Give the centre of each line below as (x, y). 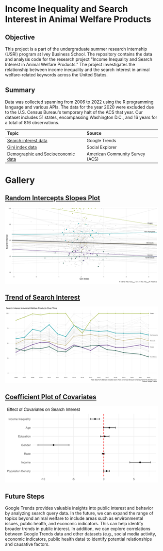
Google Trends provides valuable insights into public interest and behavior (79, 508)
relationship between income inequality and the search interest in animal (77, 70)
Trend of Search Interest (42, 297)
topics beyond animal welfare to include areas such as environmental (74, 518)
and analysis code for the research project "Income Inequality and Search (79, 59)
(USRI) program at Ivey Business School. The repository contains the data (79, 54)
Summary (20, 90)
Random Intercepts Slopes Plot (53, 198)
